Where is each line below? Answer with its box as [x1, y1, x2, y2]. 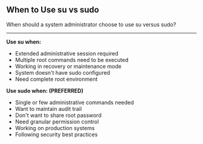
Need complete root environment [14, 75, 98, 83]
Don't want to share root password [14, 111, 101, 119]
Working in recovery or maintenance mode [14, 63, 122, 70]
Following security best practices [14, 131, 98, 138]
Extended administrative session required [14, 49, 119, 57]
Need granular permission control [14, 117, 99, 125]
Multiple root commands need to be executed [14, 56, 129, 63]
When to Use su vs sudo [6, 5, 100, 15]
